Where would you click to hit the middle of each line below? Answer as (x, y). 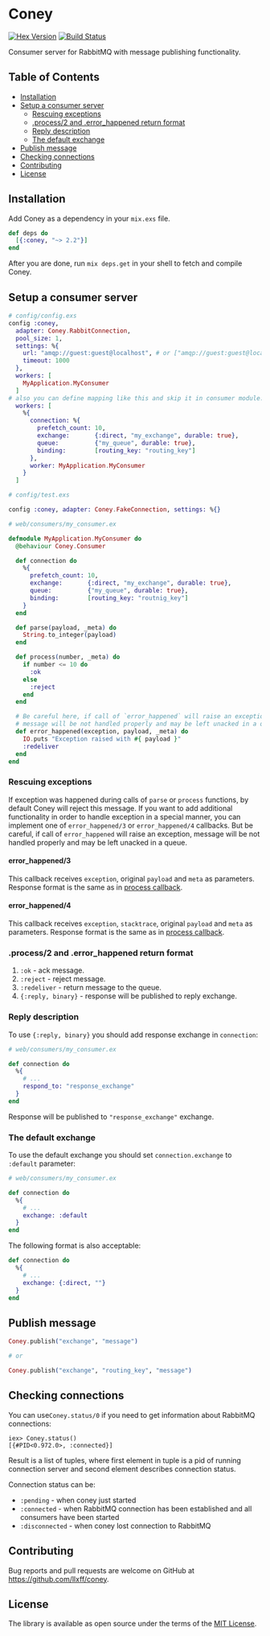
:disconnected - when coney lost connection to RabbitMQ (115, 1526)
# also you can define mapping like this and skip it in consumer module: (136, 398)
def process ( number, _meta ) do (68, 657)
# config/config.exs (43, 316)
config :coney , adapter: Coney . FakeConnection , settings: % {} (115, 510)
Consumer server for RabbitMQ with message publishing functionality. (125, 52)
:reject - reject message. (63, 979)
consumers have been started (70, 1517)
